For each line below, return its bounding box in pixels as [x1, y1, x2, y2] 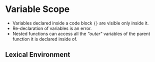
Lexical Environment [5, 50, 70, 59]
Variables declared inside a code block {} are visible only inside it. [12, 20, 149, 26]
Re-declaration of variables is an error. [12, 25, 92, 31]
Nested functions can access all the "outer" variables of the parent [12, 30, 150, 36]
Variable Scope [5, 3, 70, 15]
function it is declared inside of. [12, 36, 77, 42]
